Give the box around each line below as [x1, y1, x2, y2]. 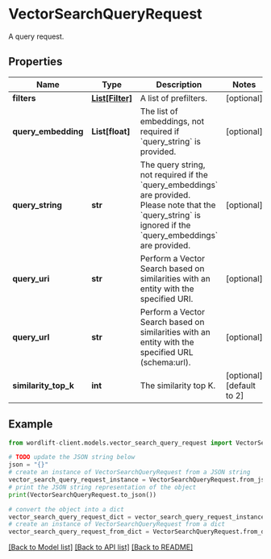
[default [225, 380, 256, 391]
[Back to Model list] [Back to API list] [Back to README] [8, 542, 194, 553]
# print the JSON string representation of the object [8, 483, 197, 491]
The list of [140, 106, 179, 117]
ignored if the [140, 219, 191, 231]
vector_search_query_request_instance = [8, 476, 147, 484]
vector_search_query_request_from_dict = [8, 528, 150, 536]
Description [156, 78, 202, 90]
